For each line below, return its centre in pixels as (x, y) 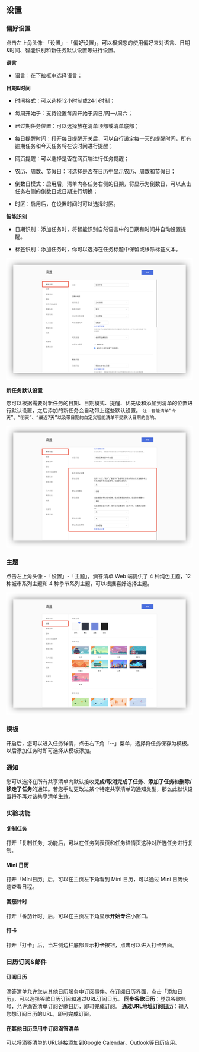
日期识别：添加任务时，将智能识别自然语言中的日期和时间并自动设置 (98, 229)
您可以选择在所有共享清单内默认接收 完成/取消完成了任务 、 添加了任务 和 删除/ (99, 782)
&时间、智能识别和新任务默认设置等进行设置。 (62, 50)
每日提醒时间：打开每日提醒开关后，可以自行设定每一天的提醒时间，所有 (103, 138)
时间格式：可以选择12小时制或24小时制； (65, 100)
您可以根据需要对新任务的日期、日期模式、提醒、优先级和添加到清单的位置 (97, 403)
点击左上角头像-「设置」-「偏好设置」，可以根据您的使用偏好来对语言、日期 (98, 42)
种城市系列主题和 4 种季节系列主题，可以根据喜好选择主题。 (79, 584)
